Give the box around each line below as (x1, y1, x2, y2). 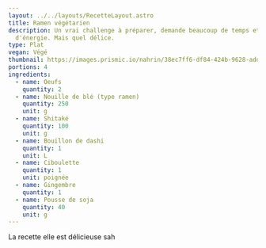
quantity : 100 (22, 122, 69, 130)
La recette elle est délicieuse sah (8, 232, 116, 242)
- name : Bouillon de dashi (15, 136, 104, 145)
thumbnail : (8, 56, 44, 64)
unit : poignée (22, 174, 69, 182)
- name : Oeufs (15, 78, 62, 86)
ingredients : (8, 71, 51, 78)
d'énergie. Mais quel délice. (15, 33, 115, 42)
